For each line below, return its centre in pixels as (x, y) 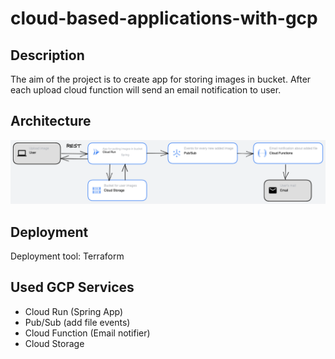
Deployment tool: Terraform (67, 256)
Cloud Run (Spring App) (74, 311)
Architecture (51, 121)
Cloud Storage (54, 343)
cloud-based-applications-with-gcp (164, 18)
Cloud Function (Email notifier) (87, 333)
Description (47, 55)
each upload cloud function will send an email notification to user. (146, 90)
